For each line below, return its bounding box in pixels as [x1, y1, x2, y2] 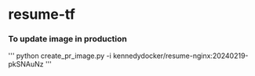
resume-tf [8, 5, 76, 24]
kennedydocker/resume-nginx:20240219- [112, 51, 249, 60]
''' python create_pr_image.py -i [8, 51, 111, 60]
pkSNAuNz [8, 60, 45, 69]
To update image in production [8, 34, 127, 45]
